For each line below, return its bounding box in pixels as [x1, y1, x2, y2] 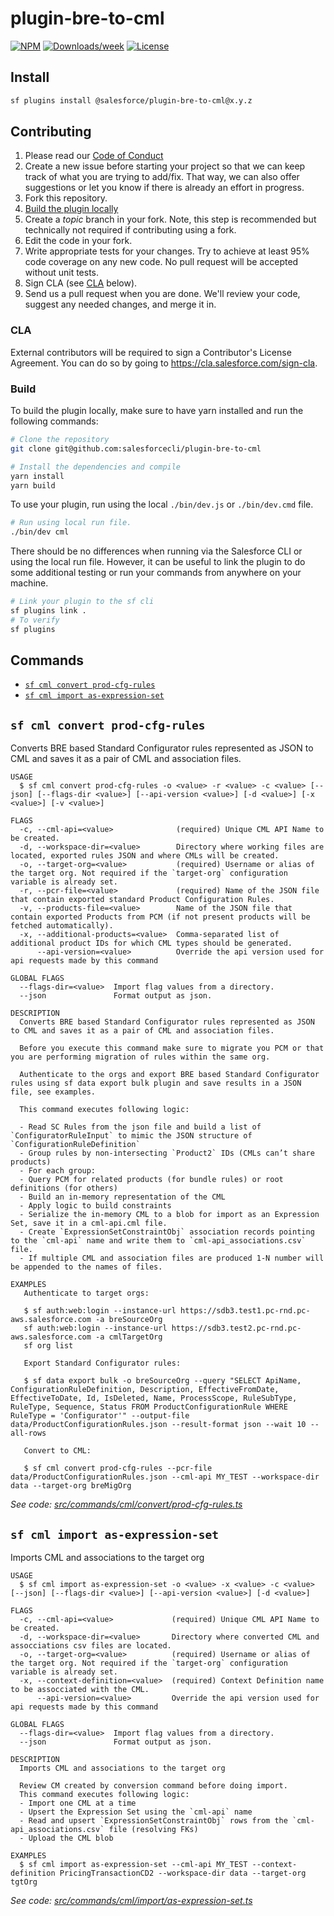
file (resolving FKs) [108, 1825, 199, 1835]
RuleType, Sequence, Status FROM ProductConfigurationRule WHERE [10, 1402, 288, 1412]
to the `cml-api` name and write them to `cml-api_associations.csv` [10, 1236, 307, 1246]
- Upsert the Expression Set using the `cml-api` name [19, 1807, 253, 1817]
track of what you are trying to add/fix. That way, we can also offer [24, 171, 300, 183]
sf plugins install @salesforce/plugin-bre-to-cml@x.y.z [10, 95, 253, 106]
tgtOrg [10, 1877, 38, 1887]
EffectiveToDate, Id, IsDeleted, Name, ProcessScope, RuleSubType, [10, 1393, 298, 1404]
